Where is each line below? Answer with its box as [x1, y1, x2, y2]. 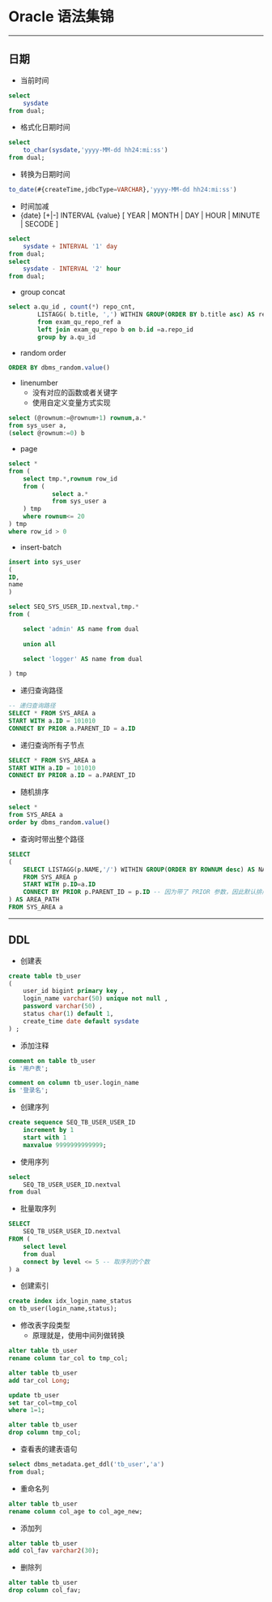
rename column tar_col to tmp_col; [8, 1354, 129, 1362]
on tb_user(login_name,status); [8, 1305, 117, 1313]
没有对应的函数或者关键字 [32, 387, 118, 398]
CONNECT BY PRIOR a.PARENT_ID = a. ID [8, 724, 136, 732]
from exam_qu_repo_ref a [37, 317, 121, 326]
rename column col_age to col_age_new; [8, 1507, 143, 1515]
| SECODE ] [19, 218, 59, 228]
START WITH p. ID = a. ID [23, 880, 96, 889]
